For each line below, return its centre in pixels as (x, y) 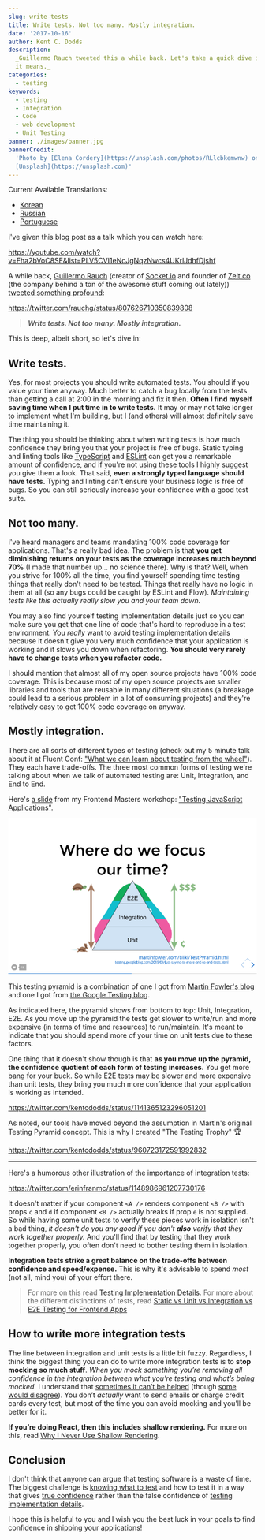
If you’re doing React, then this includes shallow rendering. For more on (127, 1426)
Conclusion (37, 1460)
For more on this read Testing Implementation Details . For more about (140, 1292)
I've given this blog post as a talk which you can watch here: (106, 237)
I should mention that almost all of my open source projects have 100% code (132, 673)
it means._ (33, 67)
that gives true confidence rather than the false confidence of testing (120, 1496)
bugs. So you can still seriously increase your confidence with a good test (128, 490)
